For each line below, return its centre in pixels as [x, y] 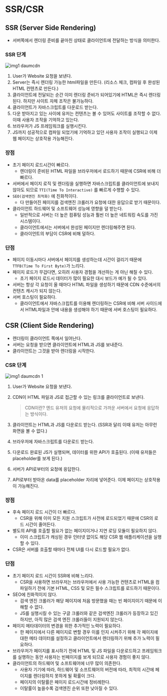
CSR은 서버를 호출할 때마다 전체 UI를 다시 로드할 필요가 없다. [71, 549]
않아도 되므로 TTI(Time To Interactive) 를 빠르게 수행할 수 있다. [76, 190]
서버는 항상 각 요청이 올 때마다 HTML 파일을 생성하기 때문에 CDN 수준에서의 [86, 284]
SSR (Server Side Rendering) [51, 28]
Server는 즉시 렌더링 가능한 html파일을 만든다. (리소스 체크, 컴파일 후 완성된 [86, 82]
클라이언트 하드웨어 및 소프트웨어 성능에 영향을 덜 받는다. [68, 208]
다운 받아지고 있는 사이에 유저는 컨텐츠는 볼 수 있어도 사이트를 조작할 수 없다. [87, 114]
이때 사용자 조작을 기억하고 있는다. [46, 120]
